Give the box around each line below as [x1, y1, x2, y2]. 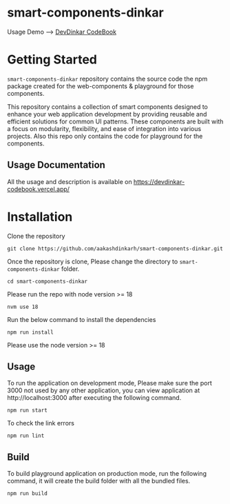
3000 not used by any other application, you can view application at [7, 386, 200, 394]
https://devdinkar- [133, 177, 185, 185]
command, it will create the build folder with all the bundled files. [7, 477, 191, 485]
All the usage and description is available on [7, 177, 132, 185]
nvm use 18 [7, 303, 39, 310]
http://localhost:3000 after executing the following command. [7, 394, 182, 402]
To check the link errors [7, 419, 74, 427]
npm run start [7, 407, 48, 414]
